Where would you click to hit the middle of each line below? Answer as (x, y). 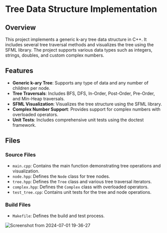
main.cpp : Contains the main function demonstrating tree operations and (86, 165)
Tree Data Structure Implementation (81, 9)
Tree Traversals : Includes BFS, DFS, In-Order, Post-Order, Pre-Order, (83, 93)
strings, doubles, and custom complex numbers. (55, 55)
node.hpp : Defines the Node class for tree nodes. (61, 176)
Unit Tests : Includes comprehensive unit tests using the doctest (78, 120)
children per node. (31, 88)
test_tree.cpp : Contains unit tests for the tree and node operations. (82, 192)
